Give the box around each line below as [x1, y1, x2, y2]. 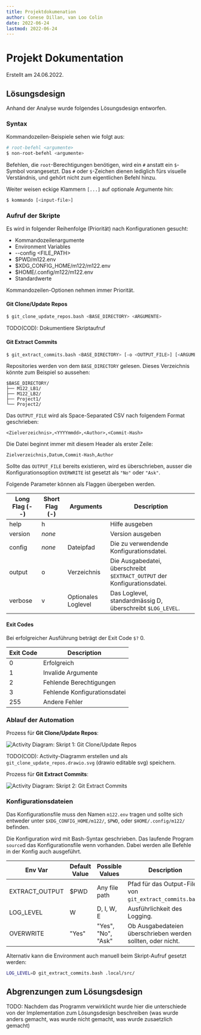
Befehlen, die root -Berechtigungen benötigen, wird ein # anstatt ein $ [6, 161, 178, 169]
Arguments [69, 502, 103, 511]
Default [69, 862, 92, 871]
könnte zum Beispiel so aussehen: [6, 369, 91, 376]
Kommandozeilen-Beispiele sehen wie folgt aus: [6, 133, 125, 140]
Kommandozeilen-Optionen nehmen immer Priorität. [6, 286, 135, 294]
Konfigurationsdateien [6, 797, 74, 805]
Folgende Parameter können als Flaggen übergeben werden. [6, 481, 156, 488]
